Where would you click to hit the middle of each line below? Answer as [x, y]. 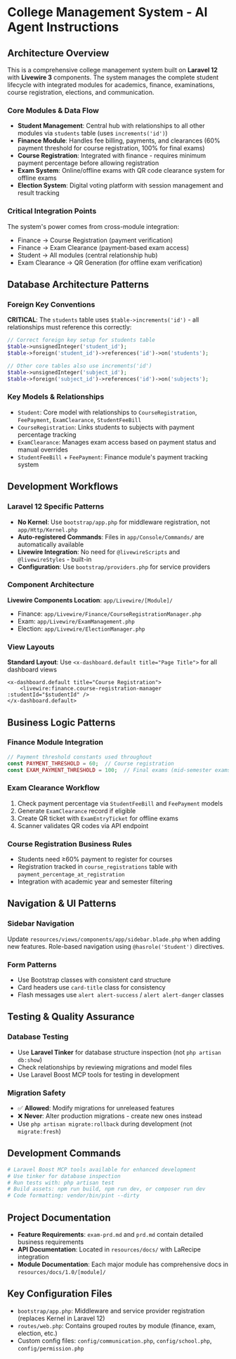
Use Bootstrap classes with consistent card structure [94, 980]
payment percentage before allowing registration [88, 163]
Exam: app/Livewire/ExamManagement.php [76, 621]
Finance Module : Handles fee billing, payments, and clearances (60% [119, 140]
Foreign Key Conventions [51, 304]
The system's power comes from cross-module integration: [93, 226]
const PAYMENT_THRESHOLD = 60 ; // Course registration [91, 763]
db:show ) [30, 1059]
